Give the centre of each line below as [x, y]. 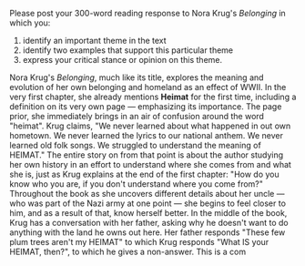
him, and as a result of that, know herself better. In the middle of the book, [148, 213]
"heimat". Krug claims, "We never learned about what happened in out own [150, 126]
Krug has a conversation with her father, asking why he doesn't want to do [149, 223]
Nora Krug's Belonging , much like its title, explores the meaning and [137, 77]
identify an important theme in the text [94, 41]
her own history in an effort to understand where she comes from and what [150, 164]
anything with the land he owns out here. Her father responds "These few [147, 232]
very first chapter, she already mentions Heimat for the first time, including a [153, 97]
